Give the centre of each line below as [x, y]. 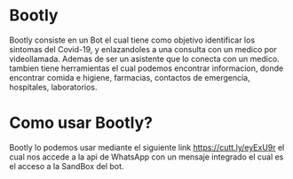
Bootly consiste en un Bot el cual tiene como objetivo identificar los [132, 40]
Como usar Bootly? [81, 123]
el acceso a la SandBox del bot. [67, 166]
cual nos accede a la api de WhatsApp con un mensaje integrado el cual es [146, 157]
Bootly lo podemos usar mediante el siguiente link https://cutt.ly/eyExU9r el [147, 147]
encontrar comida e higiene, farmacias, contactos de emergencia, [130, 77]
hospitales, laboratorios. [53, 87]
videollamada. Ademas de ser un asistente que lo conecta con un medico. [144, 58]
